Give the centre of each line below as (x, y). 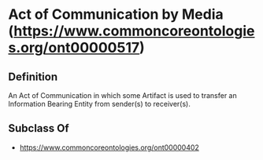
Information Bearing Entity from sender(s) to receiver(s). (99, 104)
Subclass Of (39, 128)
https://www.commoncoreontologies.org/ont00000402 (109, 147)
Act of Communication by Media (116, 15)
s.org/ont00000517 (74, 48)
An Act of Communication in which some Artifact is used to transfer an (123, 95)
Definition (33, 76)
